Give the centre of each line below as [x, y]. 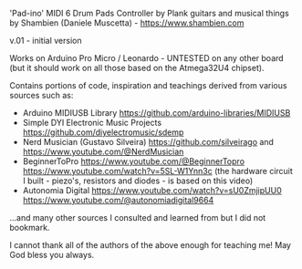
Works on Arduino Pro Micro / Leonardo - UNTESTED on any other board [147, 58]
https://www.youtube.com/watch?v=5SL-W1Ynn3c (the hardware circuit [158, 171]
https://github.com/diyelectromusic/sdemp [103, 132]
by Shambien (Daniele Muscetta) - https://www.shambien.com [127, 23]
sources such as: [42, 95]
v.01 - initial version [46, 41]
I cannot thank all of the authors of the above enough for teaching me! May [151, 245]
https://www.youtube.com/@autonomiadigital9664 [118, 200]
